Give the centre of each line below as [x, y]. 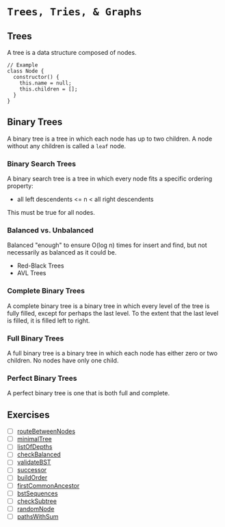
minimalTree [35, 439]
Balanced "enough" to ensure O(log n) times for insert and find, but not [107, 245]
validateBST [34, 462]
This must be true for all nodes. [51, 213]
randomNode [36, 508]
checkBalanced [39, 454]
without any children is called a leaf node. [67, 145]
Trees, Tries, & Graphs [75, 12]
